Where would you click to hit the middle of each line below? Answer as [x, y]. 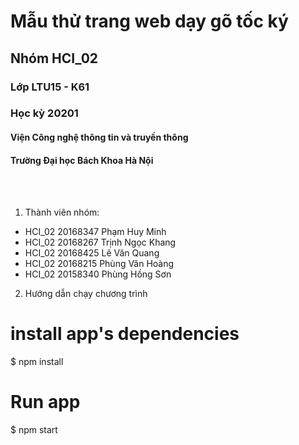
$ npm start [34, 430]
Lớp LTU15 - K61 [50, 87]
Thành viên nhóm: [62, 212]
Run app [45, 402]
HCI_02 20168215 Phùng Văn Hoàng [99, 264]
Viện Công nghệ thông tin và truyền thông [99, 137]
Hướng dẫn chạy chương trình [86, 294]
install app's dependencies [125, 334]
